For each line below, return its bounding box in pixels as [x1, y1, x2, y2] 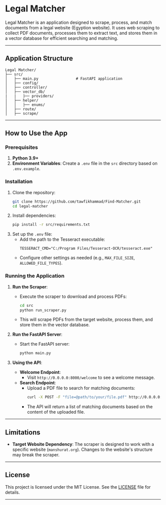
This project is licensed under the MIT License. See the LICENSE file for [5, 484, 151, 490]
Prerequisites [5, 144, 38, 151]
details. [5, 489, 20, 495]
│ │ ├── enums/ [5, 102, 45, 107]
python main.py [19, 351, 51, 356]
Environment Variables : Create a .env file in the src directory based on [12, 160, 158, 166]
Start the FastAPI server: [19, 341, 70, 347]
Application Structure [5, 54, 73, 63]
